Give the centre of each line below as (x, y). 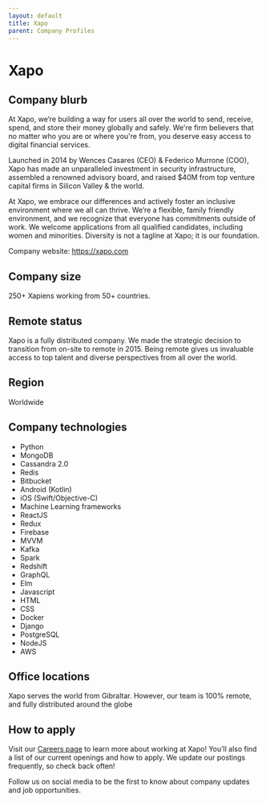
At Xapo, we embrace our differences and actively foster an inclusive (122, 202)
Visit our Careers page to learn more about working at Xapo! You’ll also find (133, 749)
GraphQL (35, 574)
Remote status (45, 321)
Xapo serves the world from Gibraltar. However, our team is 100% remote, (130, 696)
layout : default (35, 16)
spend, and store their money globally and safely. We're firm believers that (131, 128)
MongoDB (36, 455)
